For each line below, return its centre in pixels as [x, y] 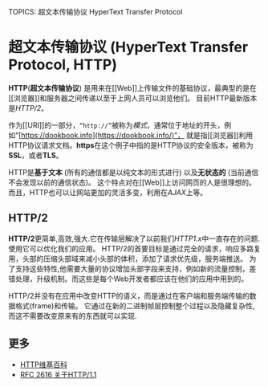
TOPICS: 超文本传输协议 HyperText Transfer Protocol [95, 12]
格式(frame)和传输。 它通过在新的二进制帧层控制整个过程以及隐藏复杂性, [135, 306]
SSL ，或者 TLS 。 [36, 155]
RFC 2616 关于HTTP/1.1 [58, 374]
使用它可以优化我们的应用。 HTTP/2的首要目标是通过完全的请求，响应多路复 [134, 248]
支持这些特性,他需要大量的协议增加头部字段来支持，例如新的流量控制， [132, 268]
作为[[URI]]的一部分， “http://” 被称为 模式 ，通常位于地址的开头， [116, 125]
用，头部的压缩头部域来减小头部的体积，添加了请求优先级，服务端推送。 [128, 259]
